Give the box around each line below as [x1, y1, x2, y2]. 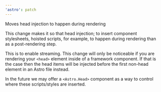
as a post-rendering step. [5, 41, 57, 47]
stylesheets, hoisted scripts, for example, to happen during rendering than [5, 36, 157, 42]
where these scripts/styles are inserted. [5, 81, 86, 87]
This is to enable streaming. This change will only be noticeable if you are [5, 50, 155, 56]
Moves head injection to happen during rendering [5, 21, 106, 27]
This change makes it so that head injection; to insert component [5, 30, 137, 36]
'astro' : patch [5, 7, 37, 12]
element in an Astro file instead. [5, 66, 70, 72]
